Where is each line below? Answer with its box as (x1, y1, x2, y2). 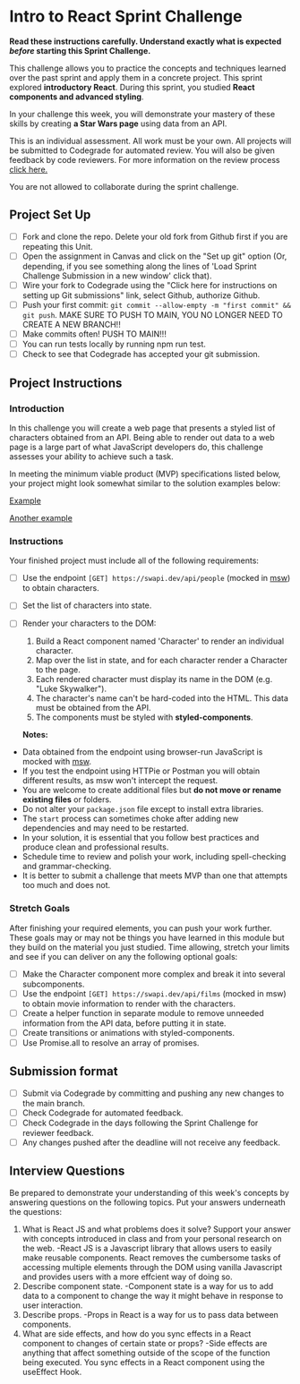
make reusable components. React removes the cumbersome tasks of (21, 1252, 281, 1263)
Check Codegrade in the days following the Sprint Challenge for (21, 1117, 259, 1128)
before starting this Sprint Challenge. (9, 45, 151, 56)
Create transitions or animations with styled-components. (21, 1027, 236, 1038)
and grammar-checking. (21, 861, 112, 872)
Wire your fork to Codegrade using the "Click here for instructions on (21, 279, 278, 290)
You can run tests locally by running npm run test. (21, 338, 206, 350)
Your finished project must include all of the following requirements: (9, 555, 260, 566)
